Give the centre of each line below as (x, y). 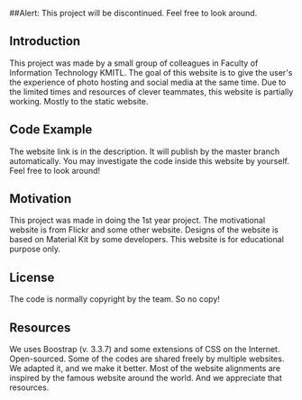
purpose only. (35, 249)
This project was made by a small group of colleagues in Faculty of (134, 63)
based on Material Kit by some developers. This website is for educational (146, 240)
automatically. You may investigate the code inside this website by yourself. (150, 160)
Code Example (51, 130)
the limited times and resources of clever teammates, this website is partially (151, 91)
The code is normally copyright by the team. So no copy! (115, 299)
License (32, 277)
